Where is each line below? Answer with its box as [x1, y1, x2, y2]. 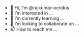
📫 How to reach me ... [10, 26, 58, 32]
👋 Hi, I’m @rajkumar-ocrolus [10, 5, 70, 10]
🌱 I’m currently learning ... [10, 15, 65, 21]
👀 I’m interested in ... [10, 10, 53, 16]
